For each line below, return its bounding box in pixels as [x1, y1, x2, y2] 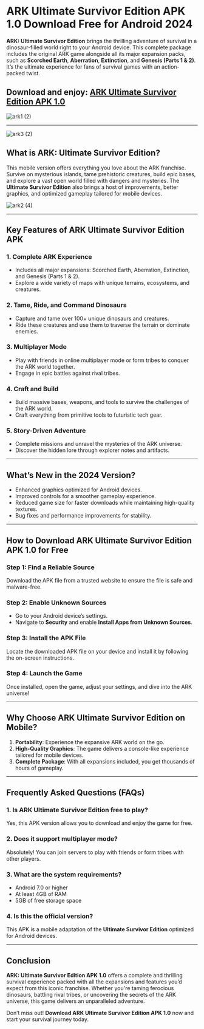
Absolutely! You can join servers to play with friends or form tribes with [6, 849, 184, 856]
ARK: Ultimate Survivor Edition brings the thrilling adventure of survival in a [6, 37, 197, 44]
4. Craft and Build [6, 385, 59, 393]
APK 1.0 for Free [6, 545, 69, 555]
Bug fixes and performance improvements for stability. [15, 512, 152, 519]
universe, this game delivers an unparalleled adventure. [6, 997, 145, 1005]
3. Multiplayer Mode [6, 343, 67, 351]
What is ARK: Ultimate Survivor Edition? [6, 148, 161, 159]
